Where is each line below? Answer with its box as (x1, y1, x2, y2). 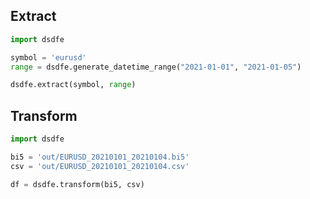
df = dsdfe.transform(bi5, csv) (10, 179, 145, 189)
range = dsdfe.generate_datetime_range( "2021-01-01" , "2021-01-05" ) (10, 62, 302, 72)
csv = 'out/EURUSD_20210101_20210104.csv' (10, 161, 190, 171)
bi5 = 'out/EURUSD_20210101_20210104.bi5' (10, 152, 190, 162)
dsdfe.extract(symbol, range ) (10, 80, 137, 90)
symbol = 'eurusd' (10, 52, 87, 63)
